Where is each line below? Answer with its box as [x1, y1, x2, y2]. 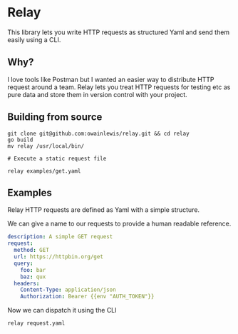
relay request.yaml [7, 320, 66, 327]
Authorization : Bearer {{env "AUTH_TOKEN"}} [20, 293, 155, 300]
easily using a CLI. [7, 35, 61, 44]
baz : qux [20, 273, 46, 280]
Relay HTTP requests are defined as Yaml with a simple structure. [7, 206, 200, 214]
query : [14, 260, 33, 267]
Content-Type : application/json [20, 286, 116, 293]
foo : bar [20, 266, 46, 273]
